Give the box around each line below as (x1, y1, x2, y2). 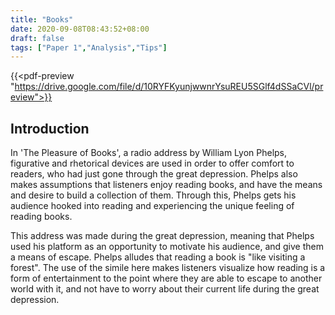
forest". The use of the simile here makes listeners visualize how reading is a (10, 262, 326, 274)
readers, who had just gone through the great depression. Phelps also (10, 168, 298, 180)
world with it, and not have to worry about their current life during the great (10, 283, 320, 295)
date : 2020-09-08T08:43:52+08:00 (10, 24, 150, 34)
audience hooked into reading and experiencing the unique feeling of (10, 200, 295, 212)
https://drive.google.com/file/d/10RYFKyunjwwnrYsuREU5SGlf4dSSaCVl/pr (14, 81, 324, 93)
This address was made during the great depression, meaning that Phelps (10, 230, 315, 242)
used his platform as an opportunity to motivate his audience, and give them (10, 241, 324, 253)
